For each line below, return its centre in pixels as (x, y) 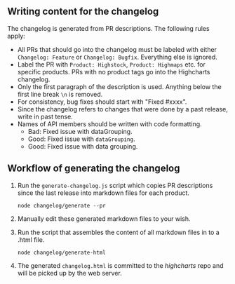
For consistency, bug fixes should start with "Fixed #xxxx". (102, 102)
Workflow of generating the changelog (94, 169)
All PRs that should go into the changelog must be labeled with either (117, 49)
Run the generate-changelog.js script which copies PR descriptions (115, 185)
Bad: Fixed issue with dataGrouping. (80, 131)
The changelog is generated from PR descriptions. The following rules (108, 28)
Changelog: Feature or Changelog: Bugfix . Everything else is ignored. (117, 57)
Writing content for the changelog (83, 12)
